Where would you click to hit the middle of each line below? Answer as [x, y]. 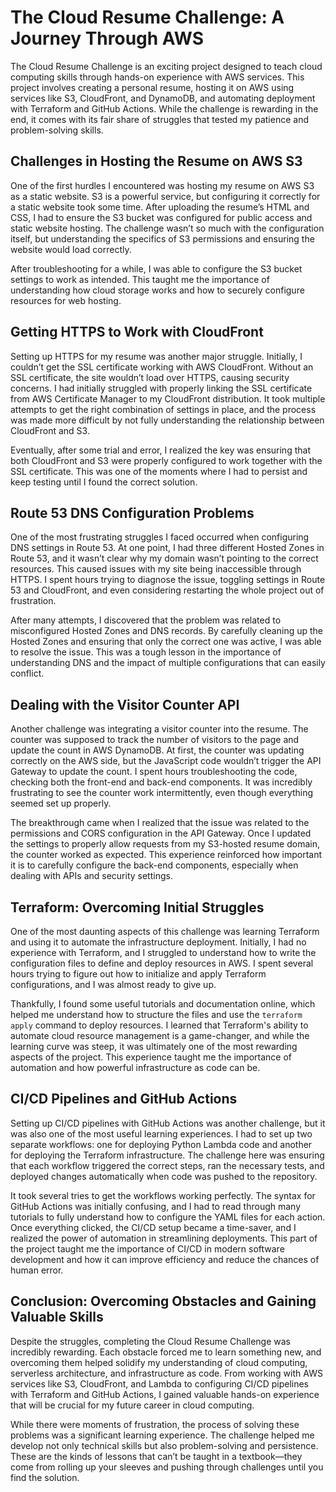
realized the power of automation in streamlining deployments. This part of [164, 1238]
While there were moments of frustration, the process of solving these [155, 1424]
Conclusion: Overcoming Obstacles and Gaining [163, 1301]
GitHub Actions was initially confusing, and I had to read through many [156, 1206]
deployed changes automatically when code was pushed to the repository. [164, 1176]
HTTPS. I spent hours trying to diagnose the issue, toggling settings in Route [168, 580]
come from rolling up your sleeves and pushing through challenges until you [167, 1467]
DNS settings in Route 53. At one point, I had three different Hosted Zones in [167, 548]
